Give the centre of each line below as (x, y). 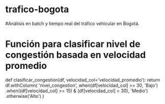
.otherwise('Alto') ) (25, 96)
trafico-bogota (37, 9)
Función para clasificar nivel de (73, 44)
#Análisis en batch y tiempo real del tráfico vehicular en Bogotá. (73, 23)
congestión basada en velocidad (76, 55)
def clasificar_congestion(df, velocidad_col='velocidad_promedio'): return (83, 80)
